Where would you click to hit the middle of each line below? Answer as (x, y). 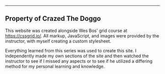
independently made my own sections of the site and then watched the (77, 56)
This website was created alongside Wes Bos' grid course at (66, 31)
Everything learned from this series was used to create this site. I (71, 50)
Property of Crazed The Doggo (53, 18)
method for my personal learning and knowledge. (55, 66)
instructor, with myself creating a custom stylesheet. (58, 41)
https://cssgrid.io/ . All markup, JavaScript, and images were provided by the (82, 36)
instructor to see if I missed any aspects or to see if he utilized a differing (79, 61)
